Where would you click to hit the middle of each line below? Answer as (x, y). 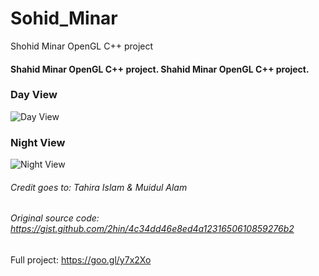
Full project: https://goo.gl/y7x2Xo (81, 259)
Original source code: (55, 218)
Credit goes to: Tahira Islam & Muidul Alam (99, 187)
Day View (34, 95)
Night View (38, 142)
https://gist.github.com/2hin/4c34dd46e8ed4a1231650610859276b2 (152, 229)
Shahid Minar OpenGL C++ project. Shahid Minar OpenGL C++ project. (160, 69)
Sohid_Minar (64, 18)
